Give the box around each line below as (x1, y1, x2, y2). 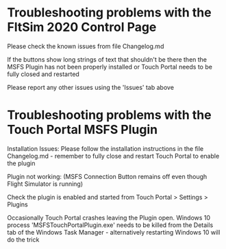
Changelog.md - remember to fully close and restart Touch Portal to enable (7, 152, 220, 160)
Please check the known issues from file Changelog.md (7, 42, 164, 50)
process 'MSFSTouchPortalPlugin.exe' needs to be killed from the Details (7, 221, 214, 229)
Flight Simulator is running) (7, 180, 84, 188)
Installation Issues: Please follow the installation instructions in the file (7, 144, 204, 152)
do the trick (7, 235, 40, 244)
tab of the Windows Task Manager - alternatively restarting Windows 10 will (7, 228, 221, 236)
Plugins (7, 200, 29, 209)
